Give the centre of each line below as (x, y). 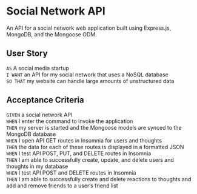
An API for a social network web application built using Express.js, (89, 28)
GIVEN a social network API (39, 115)
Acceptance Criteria (45, 100)
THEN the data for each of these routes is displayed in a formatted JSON (95, 147)
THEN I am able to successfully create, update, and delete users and (90, 159)
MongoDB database (31, 134)
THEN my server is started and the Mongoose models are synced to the (94, 127)
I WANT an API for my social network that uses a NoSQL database (87, 75)
